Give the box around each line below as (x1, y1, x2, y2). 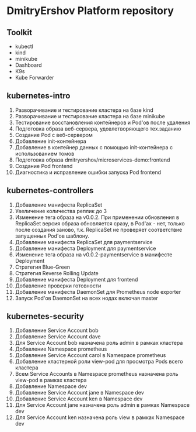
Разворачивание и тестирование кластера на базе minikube (15, 112, 165, 119)
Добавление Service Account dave (15, 333, 101, 340)
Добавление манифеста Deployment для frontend (15, 276, 138, 283)
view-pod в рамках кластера (15, 376, 87, 384)
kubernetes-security (6, 311, 84, 321)
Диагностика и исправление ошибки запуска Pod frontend (15, 169, 161, 176)
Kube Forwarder (15, 74, 54, 81)
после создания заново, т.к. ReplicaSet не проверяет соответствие (15, 226, 183, 233)
